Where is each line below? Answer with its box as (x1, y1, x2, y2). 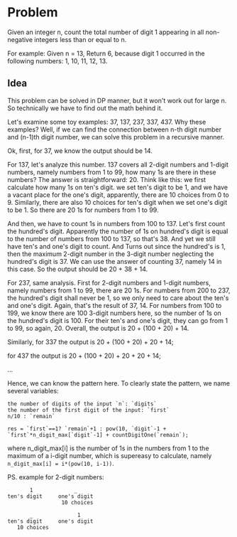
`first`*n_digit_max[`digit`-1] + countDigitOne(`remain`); (7, 431, 189, 438)
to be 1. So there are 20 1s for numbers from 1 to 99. (7, 206, 159, 214)
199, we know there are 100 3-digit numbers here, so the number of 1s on (7, 309, 221, 317)
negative (7, 35, 33, 43)
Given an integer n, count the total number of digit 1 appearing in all (7, 28, 204, 36)
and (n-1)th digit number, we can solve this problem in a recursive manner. (7, 132, 225, 141)
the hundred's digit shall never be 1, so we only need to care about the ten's (7, 293, 229, 302)
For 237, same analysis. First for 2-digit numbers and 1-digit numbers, (7, 278, 211, 287)
